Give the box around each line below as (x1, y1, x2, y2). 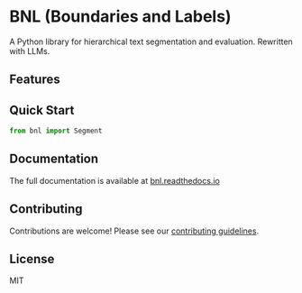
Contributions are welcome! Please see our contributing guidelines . (9, 225, 260, 236)
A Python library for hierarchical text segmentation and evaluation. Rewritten (9, 36, 293, 47)
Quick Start (9, 102, 75, 118)
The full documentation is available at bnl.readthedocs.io (9, 175, 221, 186)
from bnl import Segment (9, 126, 103, 136)
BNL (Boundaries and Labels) (9, 6, 232, 27)
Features (9, 72, 60, 87)
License (9, 252, 55, 267)
